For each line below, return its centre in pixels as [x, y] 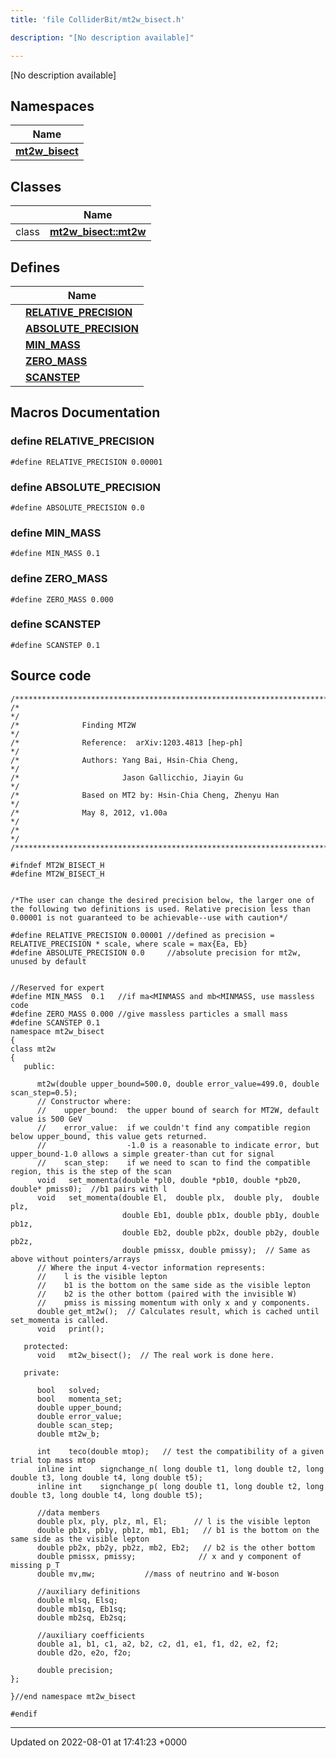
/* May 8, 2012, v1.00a [89, 812]
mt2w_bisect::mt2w [98, 232]
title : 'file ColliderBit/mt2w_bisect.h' [98, 19]
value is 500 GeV [46, 1119]
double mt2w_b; [68, 1434]
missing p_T [35, 1565]
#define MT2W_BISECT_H [57, 874]
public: [39, 1066]
